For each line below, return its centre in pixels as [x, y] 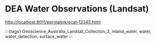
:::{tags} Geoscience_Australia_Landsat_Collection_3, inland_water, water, [78, 31]
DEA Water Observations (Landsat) [77, 9]
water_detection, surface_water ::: [39, 36]
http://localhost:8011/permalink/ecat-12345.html [53, 22]
